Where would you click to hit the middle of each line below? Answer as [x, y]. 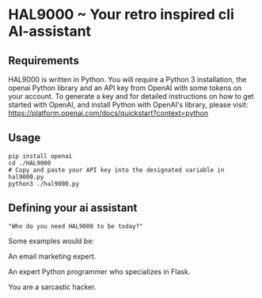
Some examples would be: [51, 241]
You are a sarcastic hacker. [52, 287]
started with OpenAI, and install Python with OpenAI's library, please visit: [128, 105]
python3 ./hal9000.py [44, 183]
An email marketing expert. [52, 256]
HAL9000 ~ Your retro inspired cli [122, 15]
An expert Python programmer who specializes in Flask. [99, 271]
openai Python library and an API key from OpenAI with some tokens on [125, 88]
